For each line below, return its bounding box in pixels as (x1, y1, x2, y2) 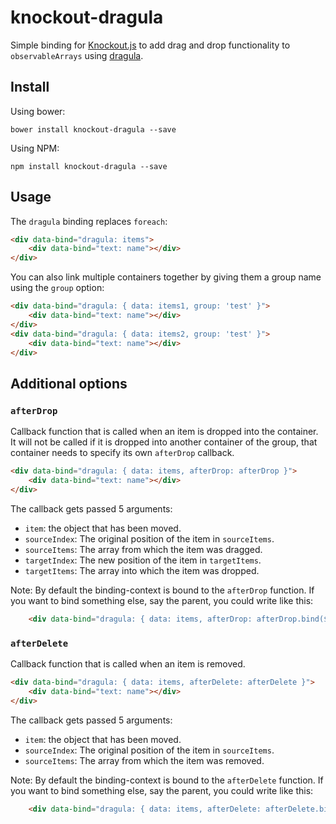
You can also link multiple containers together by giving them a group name (10, 271, 322, 283)
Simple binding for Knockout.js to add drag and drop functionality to (10, 39, 291, 51)
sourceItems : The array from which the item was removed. (24, 754, 265, 766)
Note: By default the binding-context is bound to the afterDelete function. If (10, 774, 324, 786)
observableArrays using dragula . (10, 49, 144, 61)
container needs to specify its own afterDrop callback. (10, 447, 235, 459)
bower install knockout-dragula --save (10, 124, 177, 135)
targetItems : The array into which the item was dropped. (24, 564, 260, 576)
